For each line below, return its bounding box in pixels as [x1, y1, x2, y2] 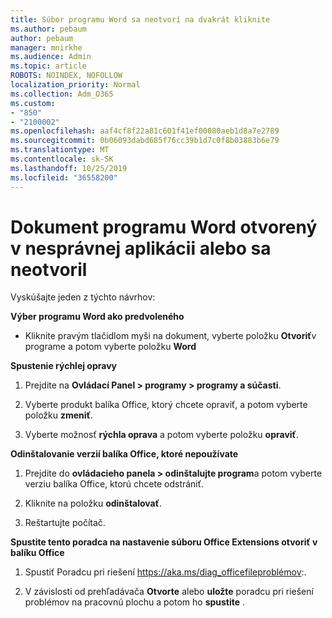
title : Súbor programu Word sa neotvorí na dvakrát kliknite [10, 14, 271, 25]
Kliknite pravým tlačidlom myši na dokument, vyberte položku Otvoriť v [24, 330, 317, 342]
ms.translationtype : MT [10, 145, 110, 155]
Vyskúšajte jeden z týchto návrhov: [10, 291, 156, 303]
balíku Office [10, 547, 65, 559]
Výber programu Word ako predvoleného [10, 311, 185, 323]
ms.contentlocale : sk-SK [10, 154, 114, 164]
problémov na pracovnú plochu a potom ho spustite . [24, 596, 246, 608]
